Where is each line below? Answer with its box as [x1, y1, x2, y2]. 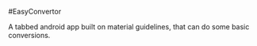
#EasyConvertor [8, 7, 62, 16]
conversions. [8, 31, 51, 40]
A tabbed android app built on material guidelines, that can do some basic [8, 22, 250, 31]
